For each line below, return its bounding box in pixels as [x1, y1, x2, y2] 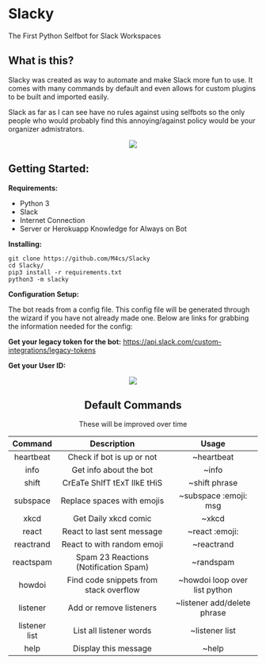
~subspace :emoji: [179, 490, 248, 501]
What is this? [8, 54, 74, 67]
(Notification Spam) [75, 562, 149, 573]
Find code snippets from [66, 574, 158, 585]
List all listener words [73, 625, 152, 636]
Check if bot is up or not [67, 451, 158, 462]
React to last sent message [62, 526, 163, 537]
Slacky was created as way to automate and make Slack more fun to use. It [8, 75, 253, 84]
